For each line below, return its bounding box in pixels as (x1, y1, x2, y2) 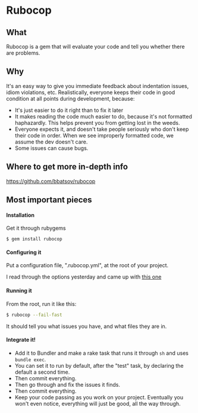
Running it (6, 287, 32, 295)
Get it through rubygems (6, 224, 67, 232)
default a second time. (14, 368, 70, 376)
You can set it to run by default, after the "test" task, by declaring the (14, 362, 184, 369)
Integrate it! (6, 336, 36, 343)
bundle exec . (14, 355, 46, 363)
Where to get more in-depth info (6, 162, 128, 172)
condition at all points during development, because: (6, 95, 135, 102)
